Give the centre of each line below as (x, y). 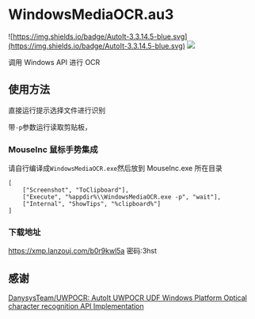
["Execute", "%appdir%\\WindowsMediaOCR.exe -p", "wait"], (122, 197)
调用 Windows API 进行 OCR (54, 62)
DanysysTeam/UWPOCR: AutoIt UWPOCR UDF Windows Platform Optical (127, 298)
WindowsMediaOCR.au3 (91, 15)
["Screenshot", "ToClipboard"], (76, 190)
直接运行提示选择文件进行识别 (57, 110)
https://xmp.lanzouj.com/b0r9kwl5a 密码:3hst (82, 251)
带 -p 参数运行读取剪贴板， (50, 127)
